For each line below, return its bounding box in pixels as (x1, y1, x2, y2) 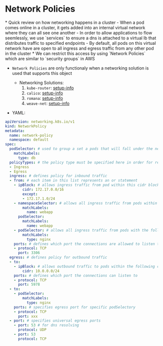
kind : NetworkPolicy (5, 124, 47, 128)
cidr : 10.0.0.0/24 (22, 269, 60, 273)
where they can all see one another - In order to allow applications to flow (5, 30, 152, 36)
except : (22, 191, 38, 197)
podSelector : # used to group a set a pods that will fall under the (9, 146, 153, 151)
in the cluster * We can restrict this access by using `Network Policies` (5, 50, 146, 56)
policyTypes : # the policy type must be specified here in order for (9, 160, 153, 165)
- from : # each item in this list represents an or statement (9, 178, 138, 183)
